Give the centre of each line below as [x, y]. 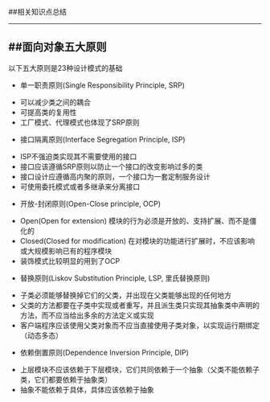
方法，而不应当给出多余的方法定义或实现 [87, 315]
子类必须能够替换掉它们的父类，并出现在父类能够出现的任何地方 [125, 295]
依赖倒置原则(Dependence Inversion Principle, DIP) [104, 352]
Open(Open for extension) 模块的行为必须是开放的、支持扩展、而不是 [135, 220]
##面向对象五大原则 [57, 47]
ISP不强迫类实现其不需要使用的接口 [78, 156]
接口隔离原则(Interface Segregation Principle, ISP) [103, 139]
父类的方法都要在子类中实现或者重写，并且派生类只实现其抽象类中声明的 [139, 305]
